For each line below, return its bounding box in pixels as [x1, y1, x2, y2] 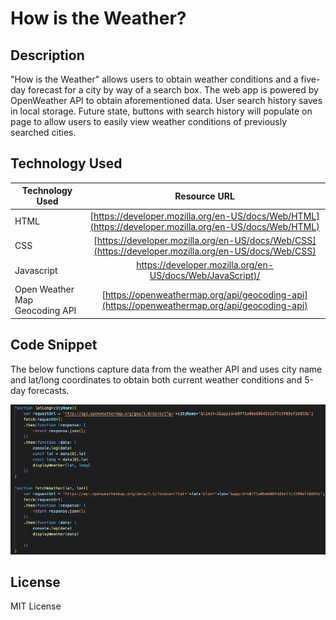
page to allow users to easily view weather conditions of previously [10, 116, 288, 127]
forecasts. [28, 384, 70, 396]
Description [10, 47, 85, 64]
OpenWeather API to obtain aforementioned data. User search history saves [10, 95, 323, 106]
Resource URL [174, 190, 235, 202]
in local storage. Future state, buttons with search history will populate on [10, 105, 313, 117]
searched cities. [10, 127, 77, 138]
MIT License [10, 600, 62, 612]
